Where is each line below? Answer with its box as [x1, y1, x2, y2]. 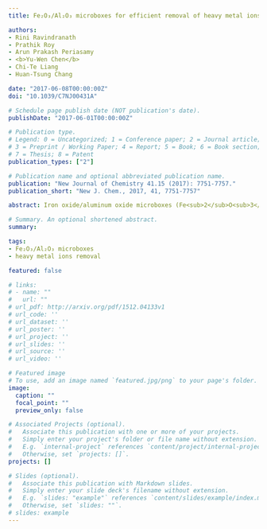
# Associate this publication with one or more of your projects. [8, 428, 240, 436]
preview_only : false [15, 406, 83, 414]
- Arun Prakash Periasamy [8, 49, 94, 56]
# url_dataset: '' [8, 317, 69, 326]
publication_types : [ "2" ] [8, 158, 94, 165]
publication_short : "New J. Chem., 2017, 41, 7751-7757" [8, 187, 201, 195]
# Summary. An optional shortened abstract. [8, 216, 158, 224]
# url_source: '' [8, 348, 66, 356]
